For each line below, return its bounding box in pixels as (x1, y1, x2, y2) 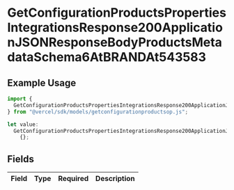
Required (58, 174, 89, 184)
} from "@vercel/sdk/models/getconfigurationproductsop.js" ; (7, 108, 189, 116)
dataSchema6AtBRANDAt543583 (7, 49, 207, 65)
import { (7, 95, 33, 102)
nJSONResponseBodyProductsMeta (7, 35, 223, 50)
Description (95, 174, 136, 184)
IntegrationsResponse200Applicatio (7, 19, 223, 35)
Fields (7, 153, 35, 165)
